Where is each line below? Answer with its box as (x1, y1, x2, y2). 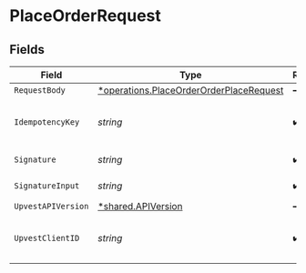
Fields (9, 42, 46, 57)
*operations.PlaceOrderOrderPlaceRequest (97, 84, 284, 96)
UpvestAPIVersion (14, 201, 89, 211)
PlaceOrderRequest (9, 5, 162, 26)
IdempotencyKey (14, 117, 80, 127)
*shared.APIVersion (97, 200, 183, 212)
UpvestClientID (14, 233, 80, 243)
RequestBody (14, 86, 66, 96)
